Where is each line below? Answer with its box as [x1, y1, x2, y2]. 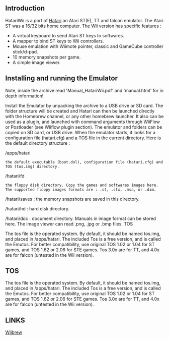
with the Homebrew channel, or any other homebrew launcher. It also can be [5, 113, 164, 119]
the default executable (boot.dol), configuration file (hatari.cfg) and [5, 159, 163, 164]
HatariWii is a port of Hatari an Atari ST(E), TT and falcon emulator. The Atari [5, 17, 163, 23]
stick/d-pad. [12, 48, 39, 54]
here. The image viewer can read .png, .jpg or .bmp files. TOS [5, 220, 133, 226]
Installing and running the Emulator [5, 74, 118, 83]
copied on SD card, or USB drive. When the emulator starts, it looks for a [5, 129, 156, 135]
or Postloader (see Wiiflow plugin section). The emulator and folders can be [5, 124, 162, 130]
